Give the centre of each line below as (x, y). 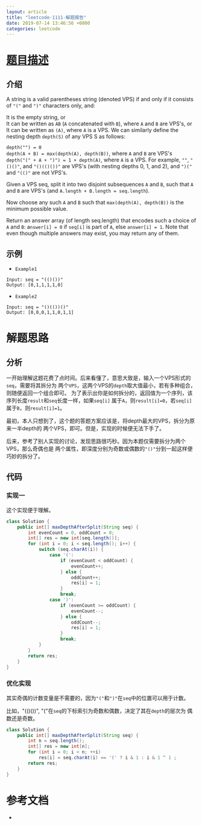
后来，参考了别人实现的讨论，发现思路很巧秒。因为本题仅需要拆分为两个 (96, 441)
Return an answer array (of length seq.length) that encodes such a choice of (101, 221)
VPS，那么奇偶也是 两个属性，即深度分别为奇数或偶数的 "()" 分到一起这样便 (99, 449)
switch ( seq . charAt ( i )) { (71, 550)
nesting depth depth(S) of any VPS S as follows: (66, 137)
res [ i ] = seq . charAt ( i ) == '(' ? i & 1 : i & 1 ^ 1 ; (107, 758)
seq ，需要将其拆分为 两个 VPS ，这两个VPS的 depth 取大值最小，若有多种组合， (101, 386)
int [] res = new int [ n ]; (59, 747)
